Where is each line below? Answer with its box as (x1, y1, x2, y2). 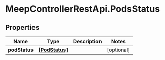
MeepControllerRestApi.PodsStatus (5, 3, 160, 15)
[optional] (107, 46, 130, 53)
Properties (5, 23, 40, 32)
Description (73, 38, 103, 45)
